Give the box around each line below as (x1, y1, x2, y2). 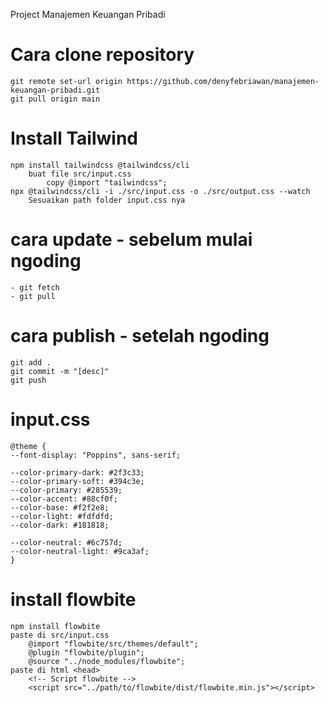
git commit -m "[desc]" (10, 366, 110, 376)
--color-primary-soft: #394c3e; (10, 476, 145, 486)
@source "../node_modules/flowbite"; (28, 656, 186, 666)
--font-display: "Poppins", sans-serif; (10, 450, 182, 460)
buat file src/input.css (28, 169, 132, 179)
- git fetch (10, 282, 60, 293)
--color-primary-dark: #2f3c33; (10, 467, 145, 478)
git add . (10, 357, 52, 368)
